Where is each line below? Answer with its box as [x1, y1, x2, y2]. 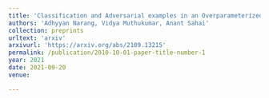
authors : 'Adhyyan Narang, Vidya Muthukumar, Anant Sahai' [8, 19, 210, 27]
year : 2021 [8, 57, 45, 65]
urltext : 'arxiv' [8, 33, 66, 42]
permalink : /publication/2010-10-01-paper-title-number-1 [8, 49, 206, 57]
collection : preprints [8, 26, 84, 34]
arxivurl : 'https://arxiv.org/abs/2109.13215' [8, 41, 167, 49]
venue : [8, 71, 30, 79]
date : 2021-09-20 [8, 64, 66, 72]
